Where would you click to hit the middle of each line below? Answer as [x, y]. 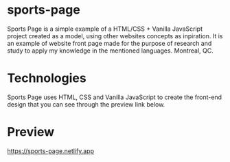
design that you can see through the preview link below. [86, 104]
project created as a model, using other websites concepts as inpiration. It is [115, 36]
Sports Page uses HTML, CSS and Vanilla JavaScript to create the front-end [114, 97]
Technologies [47, 78]
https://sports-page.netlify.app [51, 151]
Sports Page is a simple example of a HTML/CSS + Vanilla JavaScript [105, 29]
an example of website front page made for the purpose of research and [110, 43]
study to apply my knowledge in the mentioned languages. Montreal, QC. [111, 51]
